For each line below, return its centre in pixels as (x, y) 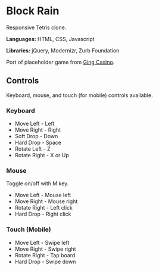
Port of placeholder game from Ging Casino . (60, 62)
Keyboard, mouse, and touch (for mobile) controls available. (79, 95)
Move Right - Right (38, 130)
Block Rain (33, 11)
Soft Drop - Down (36, 136)
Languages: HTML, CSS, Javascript (50, 39)
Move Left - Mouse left (43, 195)
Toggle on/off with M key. (38, 183)
